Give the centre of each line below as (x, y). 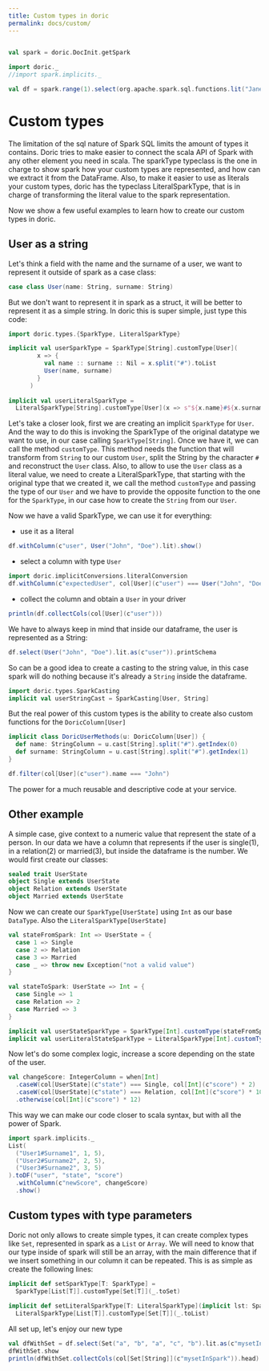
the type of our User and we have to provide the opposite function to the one (134, 492)
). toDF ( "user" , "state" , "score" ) (66, 1176)
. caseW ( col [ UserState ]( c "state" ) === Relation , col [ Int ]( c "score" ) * (134, 1092)
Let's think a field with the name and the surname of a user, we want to (125, 263)
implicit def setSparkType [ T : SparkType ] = (82, 1283)
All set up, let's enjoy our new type (65, 1329)
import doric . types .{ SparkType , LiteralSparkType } (94, 334)
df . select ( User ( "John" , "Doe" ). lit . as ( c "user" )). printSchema (112, 652)
